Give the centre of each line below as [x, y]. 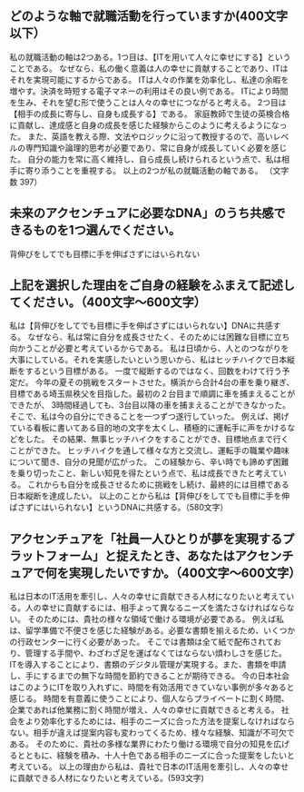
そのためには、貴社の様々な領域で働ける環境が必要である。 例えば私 [155, 619]
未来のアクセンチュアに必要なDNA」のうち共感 [142, 213]
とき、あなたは [193, 555]
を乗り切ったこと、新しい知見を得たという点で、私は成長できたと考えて [144, 473]
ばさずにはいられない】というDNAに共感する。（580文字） [119, 508]
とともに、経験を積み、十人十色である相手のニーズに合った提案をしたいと [156, 756]
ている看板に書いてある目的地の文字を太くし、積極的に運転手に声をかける [148, 428]
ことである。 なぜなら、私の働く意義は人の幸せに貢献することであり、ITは [149, 68]
